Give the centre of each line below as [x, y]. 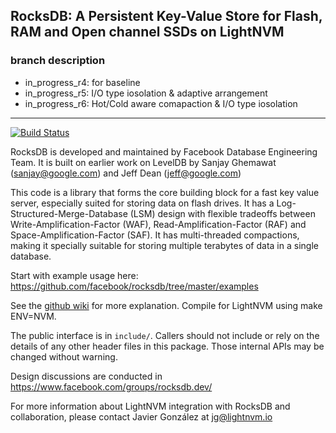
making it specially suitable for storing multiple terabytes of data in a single [164, 245]
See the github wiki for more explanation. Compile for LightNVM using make [166, 305]
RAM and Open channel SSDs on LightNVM [147, 32]
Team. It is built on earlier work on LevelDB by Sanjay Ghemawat [143, 162]
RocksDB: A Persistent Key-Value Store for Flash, [166, 16]
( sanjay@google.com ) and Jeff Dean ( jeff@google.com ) [126, 173]
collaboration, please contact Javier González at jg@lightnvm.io [141, 416]
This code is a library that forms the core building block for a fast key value [165, 192]
